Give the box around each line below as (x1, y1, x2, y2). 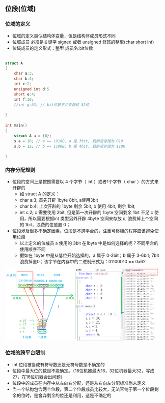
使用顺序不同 (19, 247, 46, 252)
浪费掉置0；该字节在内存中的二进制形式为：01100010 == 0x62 (19, 259, 146, 265)
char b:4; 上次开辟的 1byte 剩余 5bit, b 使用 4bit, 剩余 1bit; (19, 203, 136, 209)
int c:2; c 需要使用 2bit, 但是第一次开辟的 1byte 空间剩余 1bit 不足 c (19, 210, 154, 216)
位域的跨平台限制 (5, 349, 46, 356)
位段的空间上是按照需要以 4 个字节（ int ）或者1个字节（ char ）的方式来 (12, 179, 159, 185)
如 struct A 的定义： (19, 191, 60, 197)
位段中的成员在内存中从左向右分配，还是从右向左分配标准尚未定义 (12, 380, 146, 386)
